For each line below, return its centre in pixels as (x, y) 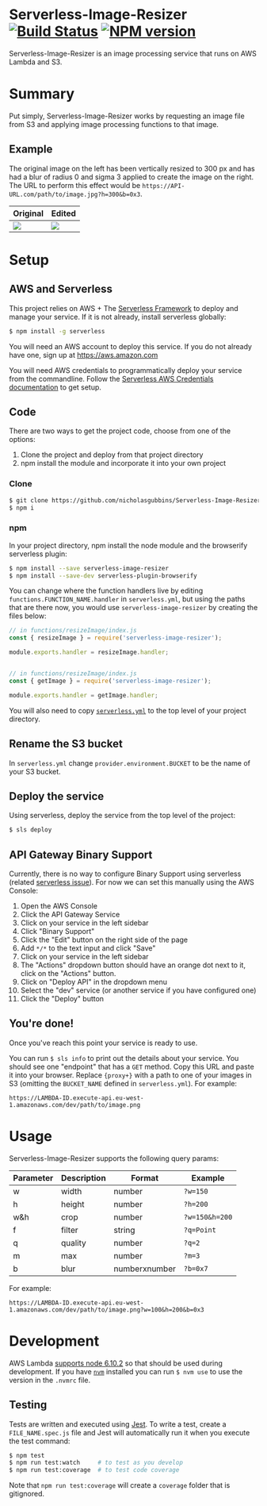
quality (73, 1243)
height (73, 1204)
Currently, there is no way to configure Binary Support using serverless (125, 874)
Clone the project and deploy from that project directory (112, 455)
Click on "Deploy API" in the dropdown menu (94, 982)
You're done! (42, 1024)
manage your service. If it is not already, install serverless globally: (118, 317)
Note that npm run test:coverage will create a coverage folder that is (120, 1485)
